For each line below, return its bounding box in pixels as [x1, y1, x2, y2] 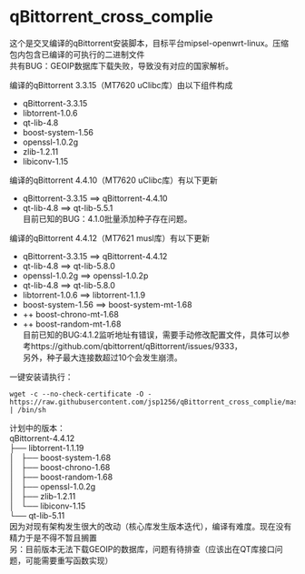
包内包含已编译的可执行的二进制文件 [9, 48, 145, 60]
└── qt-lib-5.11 [9, 509, 65, 520]
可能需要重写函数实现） [25, 555, 113, 566]
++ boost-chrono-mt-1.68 [22, 308, 120, 319]
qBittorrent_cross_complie [9, 6, 213, 27]
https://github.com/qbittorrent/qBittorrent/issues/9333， [30, 340, 243, 351]
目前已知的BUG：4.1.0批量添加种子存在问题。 [22, 213, 192, 224]
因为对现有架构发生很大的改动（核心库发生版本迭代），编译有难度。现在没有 [9, 520, 292, 531]
